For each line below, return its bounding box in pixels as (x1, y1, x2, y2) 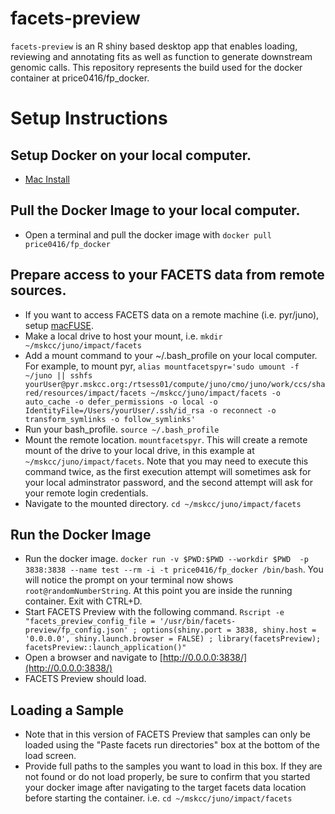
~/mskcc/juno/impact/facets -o (150, 388, 281, 398)
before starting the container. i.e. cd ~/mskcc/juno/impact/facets (24, 792, 293, 804)
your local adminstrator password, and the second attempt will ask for (24, 476, 314, 488)
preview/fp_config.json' (24, 625, 129, 636)
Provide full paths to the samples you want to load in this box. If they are (24, 760, 323, 772)
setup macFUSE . (24, 319, 94, 331)
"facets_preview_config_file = (24, 617, 156, 627)
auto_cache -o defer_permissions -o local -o (24, 397, 218, 407)
